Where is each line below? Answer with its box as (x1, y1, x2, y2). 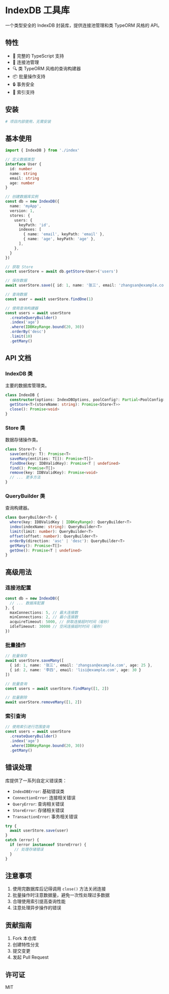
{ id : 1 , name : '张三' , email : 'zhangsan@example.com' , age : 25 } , (10, 663, 152, 668)
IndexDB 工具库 (5, 5, 70, 16)
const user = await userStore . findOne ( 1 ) (5, 296, 94, 302)
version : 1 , (10, 208, 35, 213)
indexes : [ (18, 227, 42, 232)
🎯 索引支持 (12, 89, 35, 95)
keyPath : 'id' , (18, 223, 51, 228)
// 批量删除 (5, 695, 28, 700)
